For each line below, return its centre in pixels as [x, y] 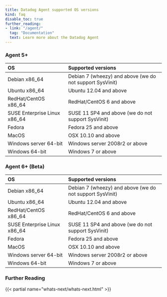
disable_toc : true [24, 19]
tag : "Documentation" [32, 33]
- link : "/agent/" [24, 28]
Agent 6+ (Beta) [25, 166]
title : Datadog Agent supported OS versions [52, 10]
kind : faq [15, 14]
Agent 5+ [17, 55]
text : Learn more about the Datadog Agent [54, 38]
